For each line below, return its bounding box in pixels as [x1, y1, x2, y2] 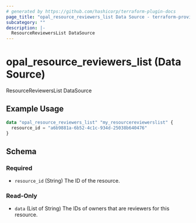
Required [6, 164, 33, 172]
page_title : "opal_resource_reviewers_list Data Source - [6, 14, 150, 20]
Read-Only [6, 192, 38, 200]
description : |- [6, 25, 45, 31]
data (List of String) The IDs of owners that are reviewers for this [14, 205, 170, 212]
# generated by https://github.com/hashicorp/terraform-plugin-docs [6, 8, 176, 15]
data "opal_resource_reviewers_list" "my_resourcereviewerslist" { [6, 119, 174, 126]
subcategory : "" [6, 19, 45, 25]
